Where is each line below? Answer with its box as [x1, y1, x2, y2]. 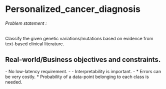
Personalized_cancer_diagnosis [5, 3, 141, 15]
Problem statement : [5, 20, 47, 26]
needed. [5, 79, 22, 85]
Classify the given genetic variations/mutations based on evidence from [5, 36, 153, 42]
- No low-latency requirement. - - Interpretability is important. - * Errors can [5, 69, 161, 75]
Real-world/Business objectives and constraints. [5, 55, 161, 64]
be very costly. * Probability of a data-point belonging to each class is [5, 74, 149, 80]
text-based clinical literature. [5, 41, 64, 47]
